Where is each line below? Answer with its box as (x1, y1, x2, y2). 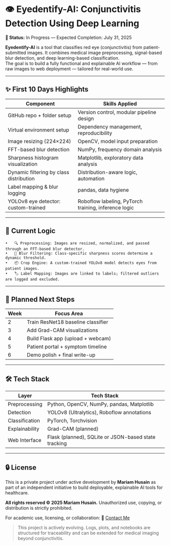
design (77, 115, 95, 122)
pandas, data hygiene (77, 186, 129, 193)
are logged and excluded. (5, 277, 60, 282)
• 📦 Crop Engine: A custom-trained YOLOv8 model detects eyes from (5, 260, 157, 265)
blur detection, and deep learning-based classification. (5, 55, 120, 61)
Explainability (8, 425, 39, 432)
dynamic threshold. (5, 255, 47, 260)
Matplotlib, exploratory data (77, 154, 143, 161)
